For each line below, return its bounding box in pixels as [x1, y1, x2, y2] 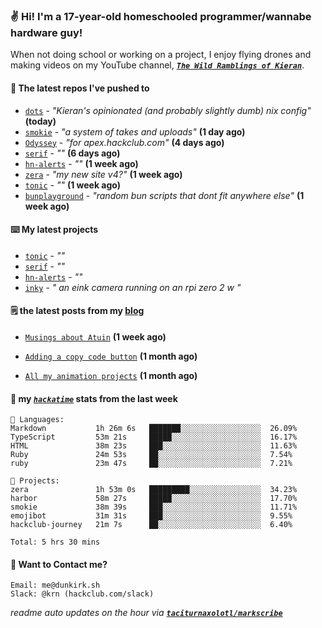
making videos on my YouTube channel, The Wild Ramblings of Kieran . [10, 59, 305, 71]
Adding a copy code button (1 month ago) [24, 350, 198, 362]
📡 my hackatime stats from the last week [10, 392, 178, 404]
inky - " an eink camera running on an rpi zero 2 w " [24, 281, 242, 293]
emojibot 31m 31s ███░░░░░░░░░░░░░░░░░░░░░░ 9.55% [10, 511, 293, 521]
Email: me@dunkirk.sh [10, 580, 101, 591]
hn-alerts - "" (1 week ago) [24, 157, 139, 169]
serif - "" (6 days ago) [24, 147, 121, 159]
